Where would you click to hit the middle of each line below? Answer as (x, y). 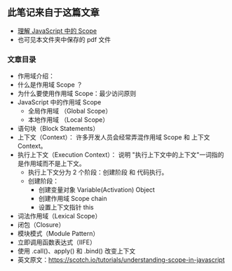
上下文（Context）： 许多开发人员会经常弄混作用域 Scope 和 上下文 (114, 137)
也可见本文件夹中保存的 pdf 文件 (64, 39)
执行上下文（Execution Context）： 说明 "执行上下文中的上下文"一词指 (118, 155)
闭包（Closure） (41, 225)
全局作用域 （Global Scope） (70, 111)
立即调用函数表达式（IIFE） (56, 242)
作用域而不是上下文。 (54, 164)
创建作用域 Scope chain (73, 199)
